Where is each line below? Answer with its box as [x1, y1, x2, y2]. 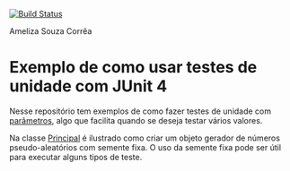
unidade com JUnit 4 [9, 76, 168, 97]
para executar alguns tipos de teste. [9, 151, 143, 162]
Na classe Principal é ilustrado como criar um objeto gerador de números [9, 133, 281, 143]
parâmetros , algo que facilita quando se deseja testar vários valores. [9, 115, 263, 125]
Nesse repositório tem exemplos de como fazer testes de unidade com [9, 106, 272, 116]
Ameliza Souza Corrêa [9, 26, 92, 36]
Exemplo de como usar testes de [9, 57, 258, 78]
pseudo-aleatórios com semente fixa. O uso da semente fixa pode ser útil [9, 141, 281, 152]
